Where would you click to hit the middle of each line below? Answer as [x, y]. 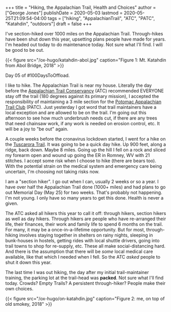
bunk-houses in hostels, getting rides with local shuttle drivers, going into [82, 240]
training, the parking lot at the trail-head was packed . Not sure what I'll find [84, 278]
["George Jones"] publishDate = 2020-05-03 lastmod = [64, 13]
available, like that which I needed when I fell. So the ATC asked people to [83, 257]
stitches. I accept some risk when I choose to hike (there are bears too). [81, 161]
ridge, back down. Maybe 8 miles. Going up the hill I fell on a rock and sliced [86, 150]
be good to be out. [25, 50]
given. [12, 203]
